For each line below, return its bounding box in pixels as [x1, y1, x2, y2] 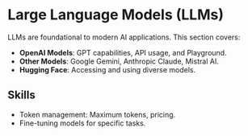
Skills [7, 89, 36, 102]
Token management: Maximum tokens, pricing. [19, 109, 176, 119]
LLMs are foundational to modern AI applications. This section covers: [7, 32, 241, 42]
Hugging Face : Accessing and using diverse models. [19, 64, 195, 74]
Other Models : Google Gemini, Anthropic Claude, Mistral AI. [19, 56, 219, 66]
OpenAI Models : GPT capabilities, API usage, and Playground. [19, 47, 227, 57]
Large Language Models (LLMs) [7, 6, 224, 24]
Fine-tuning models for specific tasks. [19, 118, 146, 128]
